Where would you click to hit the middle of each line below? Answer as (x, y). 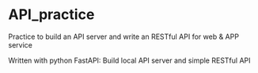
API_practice (51, 15)
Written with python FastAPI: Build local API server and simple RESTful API (129, 60)
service (21, 44)
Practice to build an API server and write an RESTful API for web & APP (124, 36)
